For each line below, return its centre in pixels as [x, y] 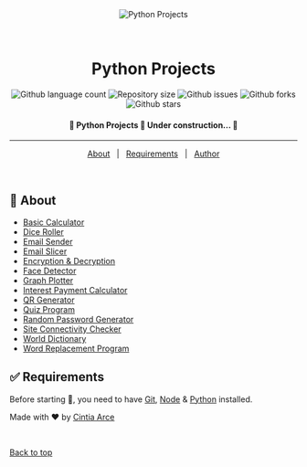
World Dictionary [54, 338]
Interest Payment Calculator [75, 290]
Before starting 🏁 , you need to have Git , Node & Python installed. [131, 399]
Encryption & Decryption [69, 260]
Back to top [31, 452]
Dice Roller [43, 231]
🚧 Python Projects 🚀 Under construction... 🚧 [153, 125]
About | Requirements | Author [153, 154]
